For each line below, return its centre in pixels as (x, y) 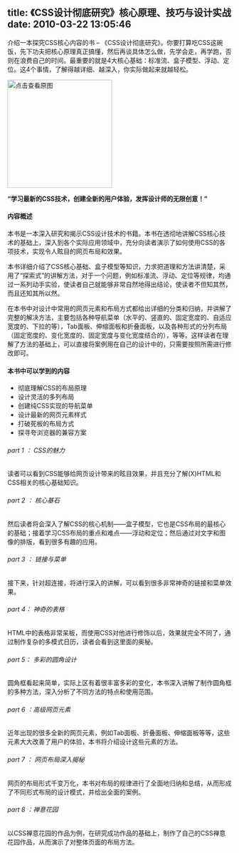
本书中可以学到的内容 (38, 370)
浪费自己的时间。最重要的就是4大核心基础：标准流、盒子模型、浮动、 (122, 60)
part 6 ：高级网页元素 (39, 710)
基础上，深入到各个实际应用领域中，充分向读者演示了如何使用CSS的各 (123, 243)
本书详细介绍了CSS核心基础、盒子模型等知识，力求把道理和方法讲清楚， (113, 267)
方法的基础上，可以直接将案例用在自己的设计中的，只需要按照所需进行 (122, 344)
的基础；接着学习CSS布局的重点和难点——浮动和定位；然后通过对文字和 (113, 533)
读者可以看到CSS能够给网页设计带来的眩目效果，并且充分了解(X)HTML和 (114, 474)
